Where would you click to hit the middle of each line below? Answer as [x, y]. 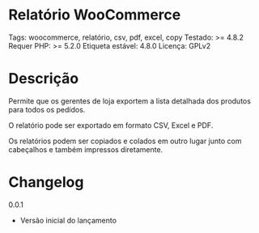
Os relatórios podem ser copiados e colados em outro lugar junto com [125, 141]
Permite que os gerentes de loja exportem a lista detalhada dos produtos [129, 101]
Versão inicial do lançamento [68, 220]
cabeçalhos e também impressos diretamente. [86, 149]
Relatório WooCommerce [95, 15]
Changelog [46, 182]
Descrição [44, 79]
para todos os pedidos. [47, 109]
